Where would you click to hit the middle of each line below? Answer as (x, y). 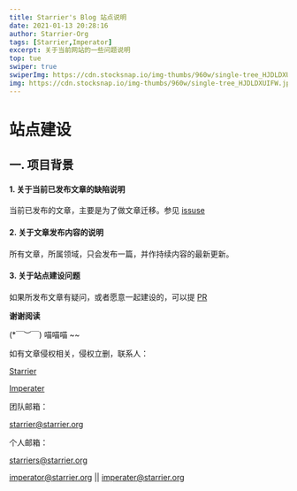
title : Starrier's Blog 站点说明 (68, 17)
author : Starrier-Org (49, 34)
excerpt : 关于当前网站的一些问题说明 (70, 50)
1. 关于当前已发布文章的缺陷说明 (67, 189)
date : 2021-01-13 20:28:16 (59, 26)
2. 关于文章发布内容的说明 (57, 232)
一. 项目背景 (42, 165)
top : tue (25, 58)
